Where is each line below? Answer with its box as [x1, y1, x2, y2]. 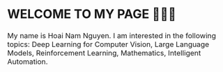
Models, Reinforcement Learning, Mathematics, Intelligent [7, 48, 201, 58]
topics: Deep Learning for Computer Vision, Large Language [7, 39, 210, 49]
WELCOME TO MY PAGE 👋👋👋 [7, 6, 176, 22]
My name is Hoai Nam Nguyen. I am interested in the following [7, 31, 217, 41]
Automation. [7, 57, 48, 66]
